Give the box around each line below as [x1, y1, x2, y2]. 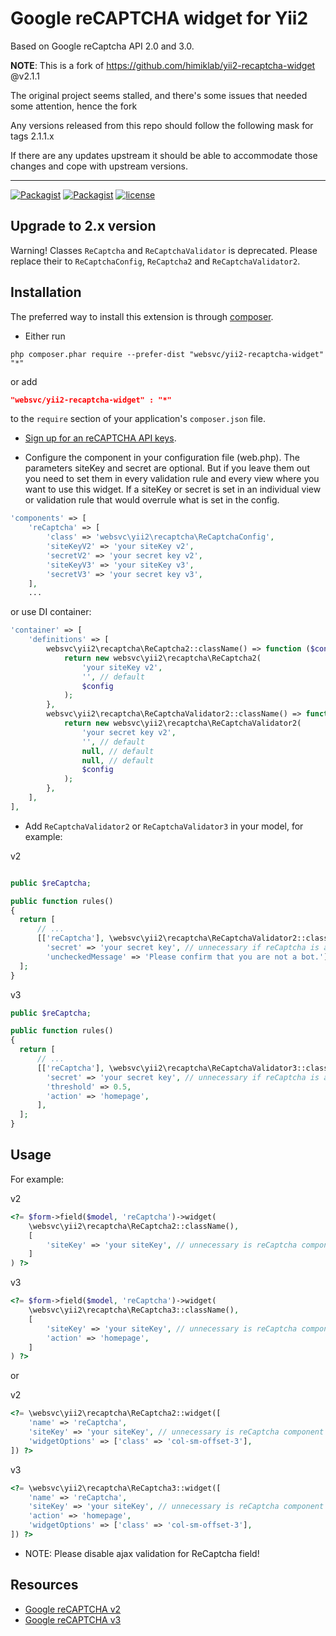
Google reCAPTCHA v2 [24, 1603, 122, 1615]
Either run [24, 330, 66, 342]
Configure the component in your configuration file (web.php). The [24, 452, 300, 464]
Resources [10, 1577, 79, 1594]
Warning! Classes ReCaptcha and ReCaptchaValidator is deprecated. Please [10, 244, 318, 256]
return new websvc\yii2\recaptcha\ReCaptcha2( [63, 653, 262, 663]
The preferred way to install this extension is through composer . [10, 310, 274, 322]
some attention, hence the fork [10, 100, 138, 112]
